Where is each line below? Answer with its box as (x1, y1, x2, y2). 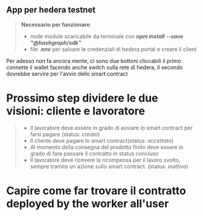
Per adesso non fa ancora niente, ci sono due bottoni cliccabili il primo (6, 57, 181, 64)
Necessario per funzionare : (21, 21, 92, 28)
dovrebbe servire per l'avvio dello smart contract (6, 70, 128, 77)
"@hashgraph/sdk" (30, 39, 82, 46)
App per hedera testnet (6, 5, 95, 15)
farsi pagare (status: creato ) (30, 130, 100, 138)
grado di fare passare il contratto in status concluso (30, 149, 159, 157)
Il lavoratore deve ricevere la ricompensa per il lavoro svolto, (30, 156, 181, 163)
